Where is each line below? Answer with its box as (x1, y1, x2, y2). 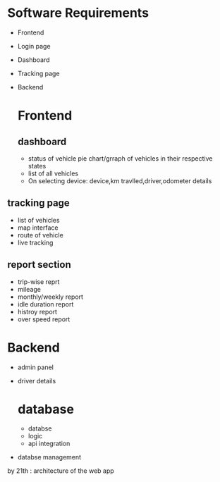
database (17, 401, 74, 417)
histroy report (17, 307, 58, 316)
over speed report (17, 315, 71, 323)
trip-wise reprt (17, 277, 60, 286)
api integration (28, 439, 71, 448)
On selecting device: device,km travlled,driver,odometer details (28, 176, 212, 185)
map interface (17, 223, 59, 232)
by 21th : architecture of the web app (7, 466, 114, 475)
